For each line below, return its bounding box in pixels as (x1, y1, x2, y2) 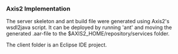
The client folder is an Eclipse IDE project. (6, 41, 108, 48)
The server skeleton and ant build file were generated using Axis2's (6, 18, 170, 25)
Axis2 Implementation (6, 5, 70, 13)
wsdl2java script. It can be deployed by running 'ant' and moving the (6, 24, 172, 31)
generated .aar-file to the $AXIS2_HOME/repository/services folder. (6, 30, 170, 37)
